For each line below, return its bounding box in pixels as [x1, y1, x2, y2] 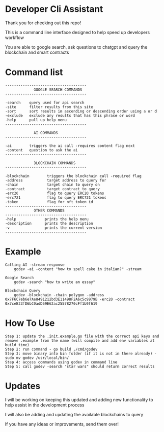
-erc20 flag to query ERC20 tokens [5, 191, 105, 196]
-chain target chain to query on [5, 182, 100, 187]
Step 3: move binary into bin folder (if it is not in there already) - [5, 351, 157, 356]
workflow [5, 35, 24, 40]
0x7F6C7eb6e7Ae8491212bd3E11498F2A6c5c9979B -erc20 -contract [5, 297, 135, 302]
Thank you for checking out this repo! [5, 20, 81, 26]
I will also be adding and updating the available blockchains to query [5, 411, 143, 417]
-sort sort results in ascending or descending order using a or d [5, 108, 157, 114]
